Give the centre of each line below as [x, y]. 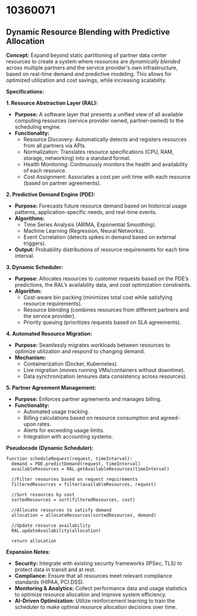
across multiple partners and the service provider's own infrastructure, [92, 68]
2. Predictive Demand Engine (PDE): [51, 194]
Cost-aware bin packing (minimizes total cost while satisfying [98, 297]
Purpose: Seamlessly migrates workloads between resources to [92, 345]
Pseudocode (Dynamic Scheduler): [50, 448]
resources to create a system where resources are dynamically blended [93, 61]
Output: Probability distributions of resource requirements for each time [102, 250]
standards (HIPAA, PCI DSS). [49, 582]
